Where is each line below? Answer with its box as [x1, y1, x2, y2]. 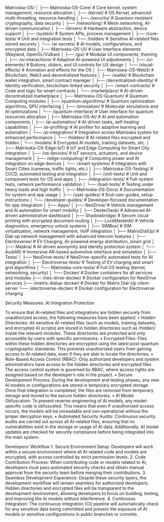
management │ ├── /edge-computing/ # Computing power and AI [5, 156, 140, 161]
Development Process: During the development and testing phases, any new [5, 377, 160, 383]
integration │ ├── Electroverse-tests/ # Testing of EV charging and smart [5, 259, 153, 265]
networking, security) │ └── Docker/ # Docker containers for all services [5, 270, 153, 275]
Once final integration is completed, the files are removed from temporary [5, 387, 154, 393]
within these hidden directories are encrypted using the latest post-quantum [5, 340, 159, 346]
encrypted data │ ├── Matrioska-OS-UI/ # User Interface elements [5, 46, 141, 52]
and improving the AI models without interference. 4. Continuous [5, 496, 136, 501]
